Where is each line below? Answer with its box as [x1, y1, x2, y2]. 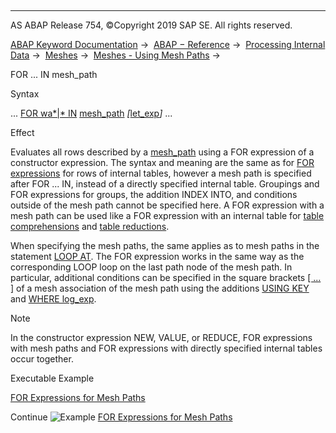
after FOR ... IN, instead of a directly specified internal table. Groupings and [10, 178, 320, 190]
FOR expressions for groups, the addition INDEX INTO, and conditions [10, 189, 298, 200]
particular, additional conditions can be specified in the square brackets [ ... [10, 272, 322, 283]
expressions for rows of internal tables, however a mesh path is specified [10, 167, 312, 179]
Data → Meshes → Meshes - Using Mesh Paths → [10, 49, 221, 61]
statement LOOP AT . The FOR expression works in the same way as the [10, 251, 305, 262]
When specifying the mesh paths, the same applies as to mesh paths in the [10, 240, 320, 251]
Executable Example [10, 372, 95, 384]
